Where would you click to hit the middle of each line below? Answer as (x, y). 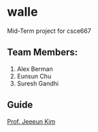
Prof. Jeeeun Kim (31, 121)
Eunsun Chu (34, 76)
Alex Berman (35, 68)
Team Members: (43, 52)
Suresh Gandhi (38, 83)
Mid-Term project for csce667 (49, 31)
